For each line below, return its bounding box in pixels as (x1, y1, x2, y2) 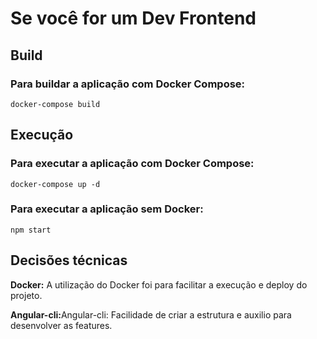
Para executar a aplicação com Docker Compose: (10, 157, 255, 171)
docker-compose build (10, 99, 101, 109)
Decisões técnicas (10, 252, 128, 269)
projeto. (10, 289, 43, 301)
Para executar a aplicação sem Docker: (10, 202, 204, 216)
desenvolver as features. (10, 319, 113, 331)
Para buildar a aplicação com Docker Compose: (10, 77, 246, 91)
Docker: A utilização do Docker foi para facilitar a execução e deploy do (10, 278, 308, 291)
